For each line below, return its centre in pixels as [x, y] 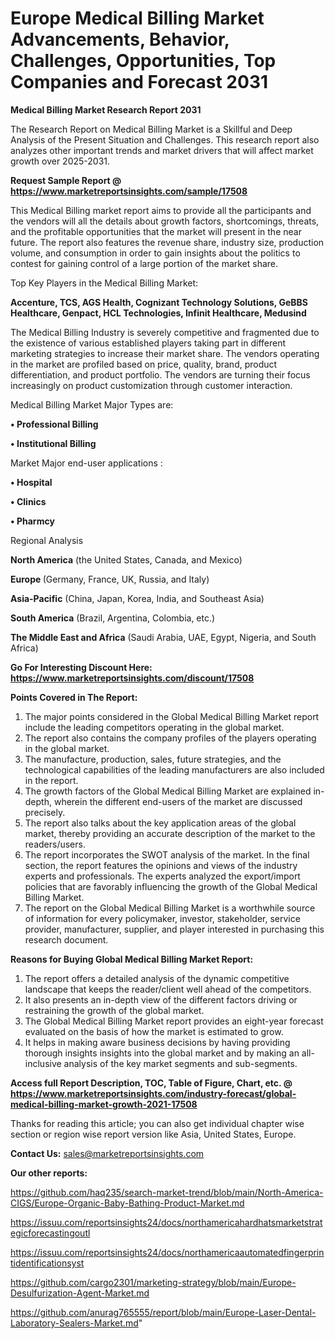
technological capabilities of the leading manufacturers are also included [174, 769]
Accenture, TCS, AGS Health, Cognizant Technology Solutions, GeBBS [159, 302]
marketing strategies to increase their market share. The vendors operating [165, 353]
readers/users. [55, 844]
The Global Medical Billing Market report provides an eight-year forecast [174, 1021]
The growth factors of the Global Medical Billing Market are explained [168, 791]
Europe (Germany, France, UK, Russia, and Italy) [110, 579]
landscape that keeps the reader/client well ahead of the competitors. [168, 989]
